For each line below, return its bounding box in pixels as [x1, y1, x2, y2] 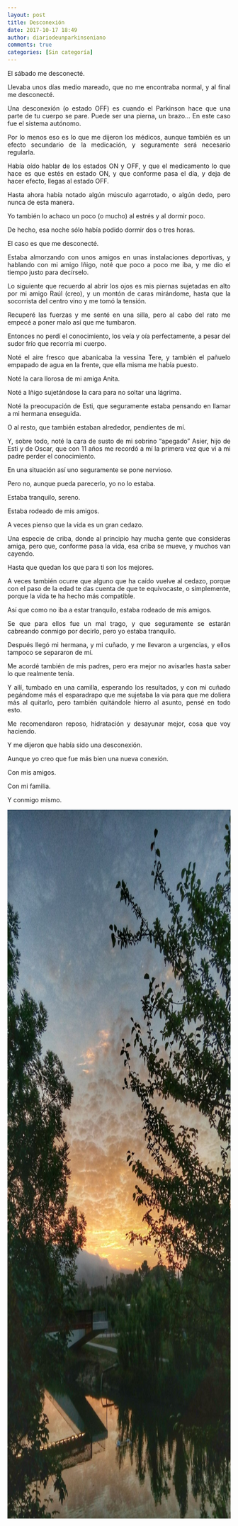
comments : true [7, 41, 52, 49]
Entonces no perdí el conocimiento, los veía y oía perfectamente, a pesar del [7, 332, 231, 340]
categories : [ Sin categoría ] [7, 49, 93, 56]
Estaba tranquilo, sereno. [7, 493, 81, 501]
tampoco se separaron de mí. [7, 649, 93, 656]
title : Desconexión [7, 18, 65, 26]
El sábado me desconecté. [7, 69, 85, 77]
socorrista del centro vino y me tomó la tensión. [7, 297, 147, 305]
